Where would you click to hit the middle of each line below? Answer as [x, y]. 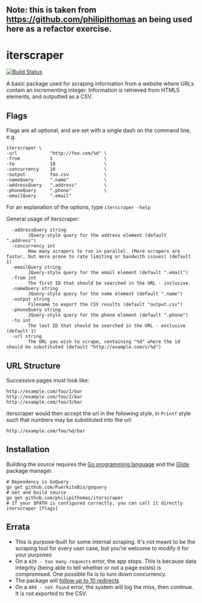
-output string [31, 299]
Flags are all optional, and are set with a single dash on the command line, [99, 131]
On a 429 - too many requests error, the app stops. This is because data [106, 561]
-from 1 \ [57, 159]
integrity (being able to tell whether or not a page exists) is [88, 567]
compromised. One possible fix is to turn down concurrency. [91, 574]
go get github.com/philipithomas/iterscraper [65, 498]
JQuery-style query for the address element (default [97, 236]
